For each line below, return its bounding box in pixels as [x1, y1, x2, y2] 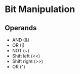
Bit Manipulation [5, 4, 75, 15]
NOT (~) [12, 48, 30, 53]
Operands [5, 24, 37, 32]
